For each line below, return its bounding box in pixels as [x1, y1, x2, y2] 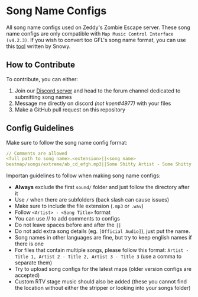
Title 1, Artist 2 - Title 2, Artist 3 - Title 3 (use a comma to [14, 253, 182, 260]
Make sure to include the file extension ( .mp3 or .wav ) [14, 203, 144, 210]
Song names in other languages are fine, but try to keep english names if [14, 234, 192, 241]
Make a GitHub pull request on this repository [14, 106, 126, 113]
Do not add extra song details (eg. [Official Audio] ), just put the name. [14, 228, 190, 235]
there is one [14, 240, 44, 247]
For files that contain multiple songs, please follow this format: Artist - [14, 247, 189, 254]
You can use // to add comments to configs [14, 215, 120, 222]
